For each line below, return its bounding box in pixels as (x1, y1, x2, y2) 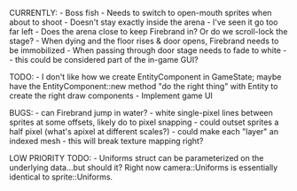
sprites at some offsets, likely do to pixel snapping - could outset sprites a (9, 117, 279, 127)
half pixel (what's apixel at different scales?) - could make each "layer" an (9, 126, 279, 136)
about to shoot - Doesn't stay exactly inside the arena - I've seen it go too (9, 17, 278, 27)
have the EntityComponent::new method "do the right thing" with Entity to (9, 81, 278, 91)
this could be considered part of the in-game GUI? (14, 55, 199, 65)
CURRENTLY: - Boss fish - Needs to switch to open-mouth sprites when (9, 8, 272, 18)
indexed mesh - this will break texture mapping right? (9, 136, 204, 146)
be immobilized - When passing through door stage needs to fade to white (9, 45, 282, 56)
